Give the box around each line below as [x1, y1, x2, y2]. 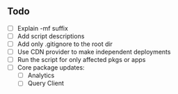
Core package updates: [17, 63, 85, 72]
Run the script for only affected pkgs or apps [17, 56, 146, 64]
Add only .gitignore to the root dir [17, 40, 113, 48]
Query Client [27, 79, 65, 88]
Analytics [27, 71, 55, 79]
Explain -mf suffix [17, 24, 68, 32]
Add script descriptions [17, 31, 85, 40]
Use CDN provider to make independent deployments [17, 48, 171, 56]
